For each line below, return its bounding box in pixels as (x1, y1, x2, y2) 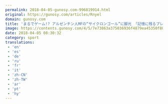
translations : (5, 40, 35, 45)
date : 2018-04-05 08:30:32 (5, 30, 61, 35)
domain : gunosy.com (5, 16, 46, 21)
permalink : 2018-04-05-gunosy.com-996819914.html (5, 7, 111, 12)
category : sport (5, 35, 39, 40)
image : (5, 26, 19, 31)
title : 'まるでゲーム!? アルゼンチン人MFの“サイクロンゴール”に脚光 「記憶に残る (5, 21, 156, 26)
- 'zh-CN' (7, 72, 28, 77)
